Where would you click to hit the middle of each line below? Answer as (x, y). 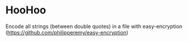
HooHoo (26, 10)
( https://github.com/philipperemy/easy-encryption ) (67, 32)
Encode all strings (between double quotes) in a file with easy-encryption (94, 26)
